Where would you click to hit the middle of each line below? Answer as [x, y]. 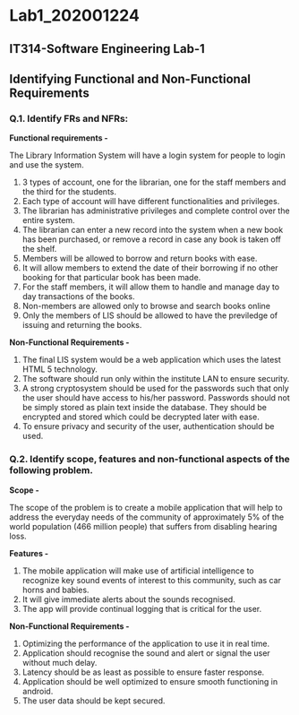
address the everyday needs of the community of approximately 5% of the [147, 517]
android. [38, 691]
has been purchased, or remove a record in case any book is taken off [152, 239]
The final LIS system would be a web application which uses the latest [152, 360]
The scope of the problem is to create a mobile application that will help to [146, 507]
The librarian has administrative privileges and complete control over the [156, 211]
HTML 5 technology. [60, 369]
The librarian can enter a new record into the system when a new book [153, 230]
